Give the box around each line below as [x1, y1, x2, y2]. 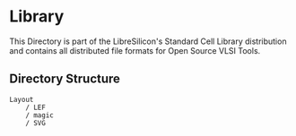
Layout [9, 95, 34, 104]
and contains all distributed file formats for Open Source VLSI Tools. [9, 45, 261, 55]
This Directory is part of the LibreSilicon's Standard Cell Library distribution [9, 36, 287, 47]
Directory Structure [9, 72, 121, 87]
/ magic [25, 110, 54, 120]
